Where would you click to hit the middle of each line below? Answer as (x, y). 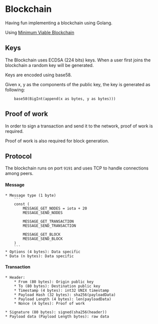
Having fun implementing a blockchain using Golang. (59, 23)
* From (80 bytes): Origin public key (54, 282)
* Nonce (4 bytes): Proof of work (49, 303)
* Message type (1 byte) (31, 195)
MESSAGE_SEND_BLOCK (43, 239)
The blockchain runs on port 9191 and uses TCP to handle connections (77, 168)
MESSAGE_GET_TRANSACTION (48, 221)
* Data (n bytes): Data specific (39, 256)
